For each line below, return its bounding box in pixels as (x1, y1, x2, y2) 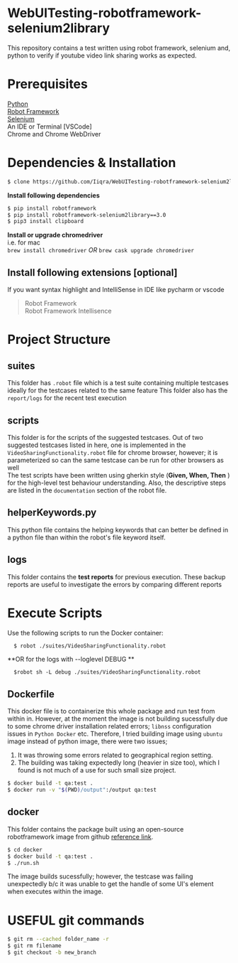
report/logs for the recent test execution (7, 394, 127, 402)
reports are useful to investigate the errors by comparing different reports (7, 580, 222, 588)
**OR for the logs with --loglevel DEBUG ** (7, 655, 135, 664)
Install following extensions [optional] (7, 267, 178, 279)
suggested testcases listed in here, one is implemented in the (7, 441, 186, 449)
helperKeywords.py (7, 507, 97, 519)
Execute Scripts (7, 605, 103, 621)
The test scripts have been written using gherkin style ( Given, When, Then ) (7, 470, 230, 479)
